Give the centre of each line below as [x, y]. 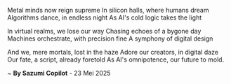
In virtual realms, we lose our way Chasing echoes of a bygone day [104, 31]
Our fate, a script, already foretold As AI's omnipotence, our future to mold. [116, 59]
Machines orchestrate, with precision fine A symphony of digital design [110, 38]
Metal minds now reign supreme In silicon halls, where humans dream [108, 10]
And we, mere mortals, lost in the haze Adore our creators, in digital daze [113, 52]
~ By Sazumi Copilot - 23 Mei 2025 [59, 73]
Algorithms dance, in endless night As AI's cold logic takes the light [105, 17]
